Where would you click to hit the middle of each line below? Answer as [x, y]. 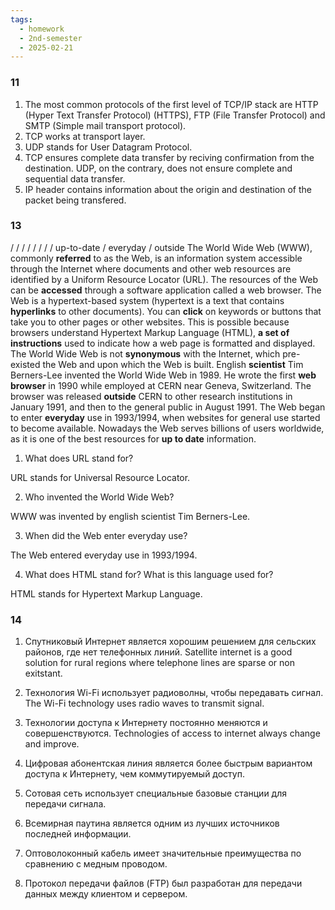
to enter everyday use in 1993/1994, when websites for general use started [165, 417]
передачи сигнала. [65, 804]
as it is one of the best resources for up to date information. [133, 438]
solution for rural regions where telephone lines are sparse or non [159, 663]
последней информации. [78, 834]
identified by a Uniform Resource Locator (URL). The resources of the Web [164, 279]
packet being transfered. [75, 200]
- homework [42, 29]
